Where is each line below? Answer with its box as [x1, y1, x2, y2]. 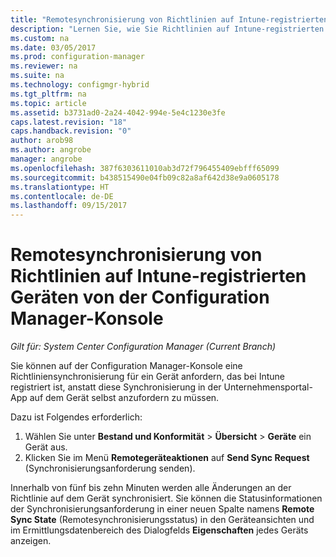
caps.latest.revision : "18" [10, 117, 128, 127]
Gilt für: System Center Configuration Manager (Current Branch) [10, 341, 277, 353]
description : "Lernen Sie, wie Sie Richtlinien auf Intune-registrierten [10, 24, 325, 34]
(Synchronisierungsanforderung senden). [24, 462, 196, 475]
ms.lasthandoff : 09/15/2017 [10, 201, 128, 211]
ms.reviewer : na [10, 61, 78, 71]
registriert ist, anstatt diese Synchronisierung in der [10, 381, 222, 393]
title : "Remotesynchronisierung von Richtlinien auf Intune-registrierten [10, 14, 329, 25]
